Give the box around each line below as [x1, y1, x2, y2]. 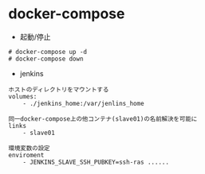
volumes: [8, 92, 37, 100]
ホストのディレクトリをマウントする [8, 85, 109, 94]
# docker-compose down [8, 55, 84, 63]
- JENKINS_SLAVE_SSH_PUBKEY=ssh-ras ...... [22, 158, 170, 166]
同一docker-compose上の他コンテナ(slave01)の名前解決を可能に [8, 114, 198, 123]
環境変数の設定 [8, 144, 50, 152]
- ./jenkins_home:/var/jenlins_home [22, 99, 145, 107]
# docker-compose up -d [8, 48, 88, 56]
